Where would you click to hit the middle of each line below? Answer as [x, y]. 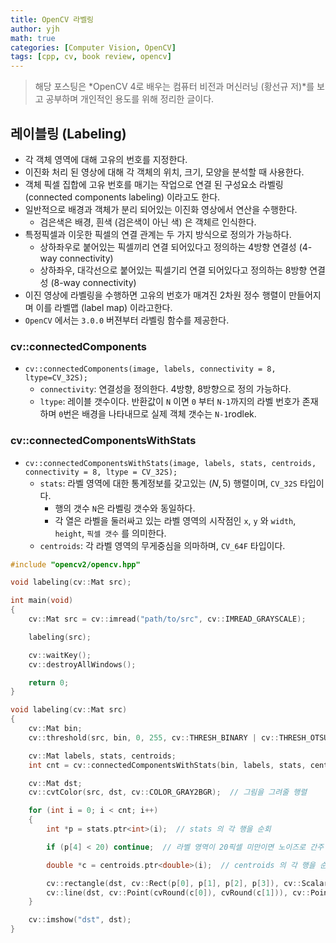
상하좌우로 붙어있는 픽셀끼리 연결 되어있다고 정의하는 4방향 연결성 [168, 247]
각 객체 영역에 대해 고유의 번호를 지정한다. [106, 159]
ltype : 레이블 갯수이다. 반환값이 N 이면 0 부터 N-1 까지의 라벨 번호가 [169, 402]
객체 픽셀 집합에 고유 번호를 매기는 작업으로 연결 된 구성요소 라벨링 [154, 184]
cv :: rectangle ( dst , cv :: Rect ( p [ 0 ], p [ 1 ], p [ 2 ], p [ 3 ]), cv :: [174, 883]
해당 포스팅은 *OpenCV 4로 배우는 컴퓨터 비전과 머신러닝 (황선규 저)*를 [174, 87]
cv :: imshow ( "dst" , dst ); [80, 920]
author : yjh [35, 29]
